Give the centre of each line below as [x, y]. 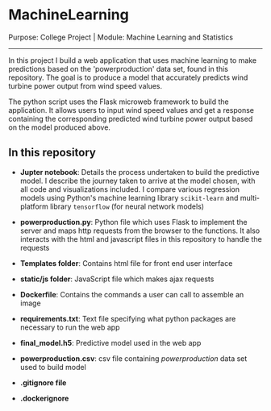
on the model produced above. [60, 127]
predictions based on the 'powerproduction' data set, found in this [118, 68]
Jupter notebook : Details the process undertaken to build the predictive [140, 172]
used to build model [53, 367]
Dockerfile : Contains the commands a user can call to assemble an [132, 294]
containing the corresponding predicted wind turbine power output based [131, 118]
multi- [250, 197]
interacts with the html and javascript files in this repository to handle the [141, 239]
